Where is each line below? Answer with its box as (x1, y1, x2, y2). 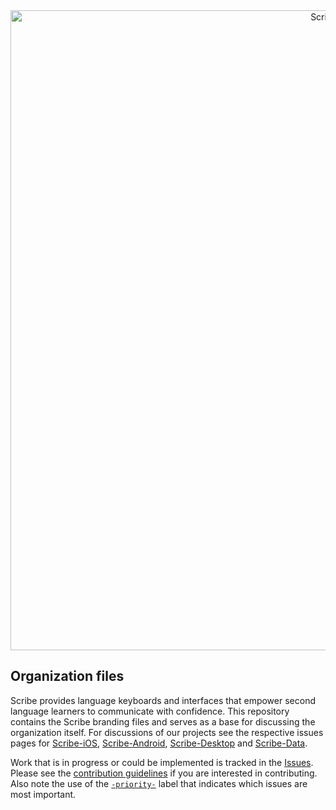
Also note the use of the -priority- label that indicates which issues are (10, 777, 308, 789)
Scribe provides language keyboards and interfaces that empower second (10, 694, 316, 706)
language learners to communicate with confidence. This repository (10, 705, 290, 717)
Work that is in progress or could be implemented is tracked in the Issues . (10, 756, 314, 768)
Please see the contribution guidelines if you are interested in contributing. (10, 767, 318, 779)
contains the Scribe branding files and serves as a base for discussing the (10, 715, 316, 728)
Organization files (10, 668, 125, 685)
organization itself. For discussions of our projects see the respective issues (10, 726, 324, 738)
